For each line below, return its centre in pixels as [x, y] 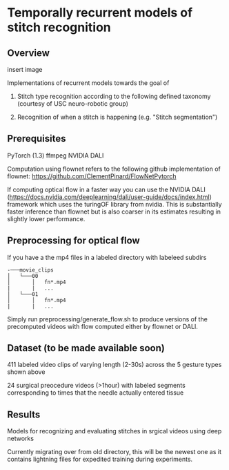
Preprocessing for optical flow [73, 241]
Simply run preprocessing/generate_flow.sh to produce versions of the [108, 319]
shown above [26, 372]
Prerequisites [37, 139]
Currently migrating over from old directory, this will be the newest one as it [114, 452]
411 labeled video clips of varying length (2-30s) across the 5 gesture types [114, 365]
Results [24, 414]
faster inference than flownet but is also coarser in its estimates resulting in [114, 211]
